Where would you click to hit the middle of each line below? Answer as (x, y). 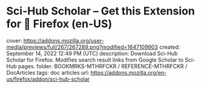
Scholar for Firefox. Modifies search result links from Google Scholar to (95, 60)
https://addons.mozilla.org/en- (129, 72)
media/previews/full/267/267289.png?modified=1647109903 (82, 47)
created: (170, 47)
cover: (14, 40)
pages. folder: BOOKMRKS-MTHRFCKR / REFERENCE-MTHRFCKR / (103, 66)
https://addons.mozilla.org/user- (64, 40)
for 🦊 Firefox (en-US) (59, 24)
